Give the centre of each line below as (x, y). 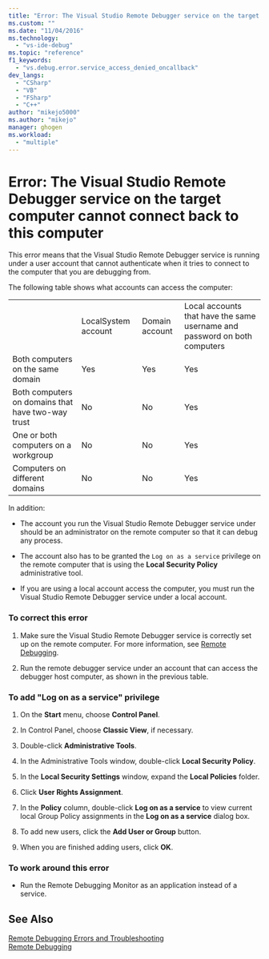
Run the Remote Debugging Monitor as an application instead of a (128, 885)
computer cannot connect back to (124, 216)
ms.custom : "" (32, 23)
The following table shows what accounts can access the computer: (121, 287)
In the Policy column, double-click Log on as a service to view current (136, 808)
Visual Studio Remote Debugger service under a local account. (123, 597)
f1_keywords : (30, 61)
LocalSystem (106, 321)
